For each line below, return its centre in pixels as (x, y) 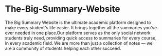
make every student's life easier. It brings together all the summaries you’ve (81, 27)
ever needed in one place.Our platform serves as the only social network (78, 33)
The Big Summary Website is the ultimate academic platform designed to (78, 22)
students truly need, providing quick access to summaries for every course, (81, 38)
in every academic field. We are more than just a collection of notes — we (79, 43)
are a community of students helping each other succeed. (63, 48)
